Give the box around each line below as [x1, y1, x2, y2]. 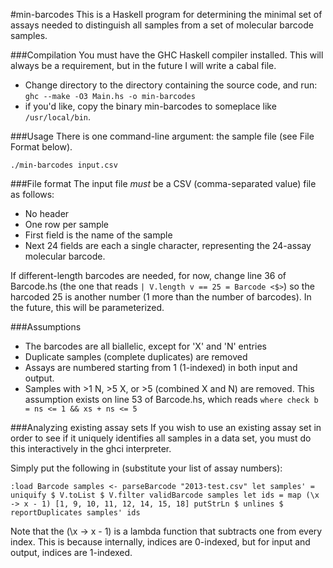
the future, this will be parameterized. [10, 302, 165, 313]
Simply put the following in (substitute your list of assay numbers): [10, 462, 283, 474]
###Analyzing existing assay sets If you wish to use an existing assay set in [10, 422, 322, 433]
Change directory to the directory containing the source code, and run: [24, 79, 318, 91]
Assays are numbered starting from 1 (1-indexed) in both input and [24, 362, 298, 373]
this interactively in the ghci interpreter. [10, 443, 172, 454]
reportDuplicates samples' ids [10, 508, 141, 518]
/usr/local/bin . [24, 111, 92, 123]
